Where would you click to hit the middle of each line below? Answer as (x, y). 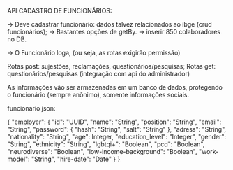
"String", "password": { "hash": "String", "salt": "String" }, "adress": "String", (117, 129)
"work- (209, 151)
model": (18, 159)
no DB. (17, 39)
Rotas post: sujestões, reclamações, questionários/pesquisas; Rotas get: (112, 66)
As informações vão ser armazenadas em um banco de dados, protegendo (115, 87)
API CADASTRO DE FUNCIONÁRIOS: (60, 11)
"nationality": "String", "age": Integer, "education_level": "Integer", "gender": (117, 137)
